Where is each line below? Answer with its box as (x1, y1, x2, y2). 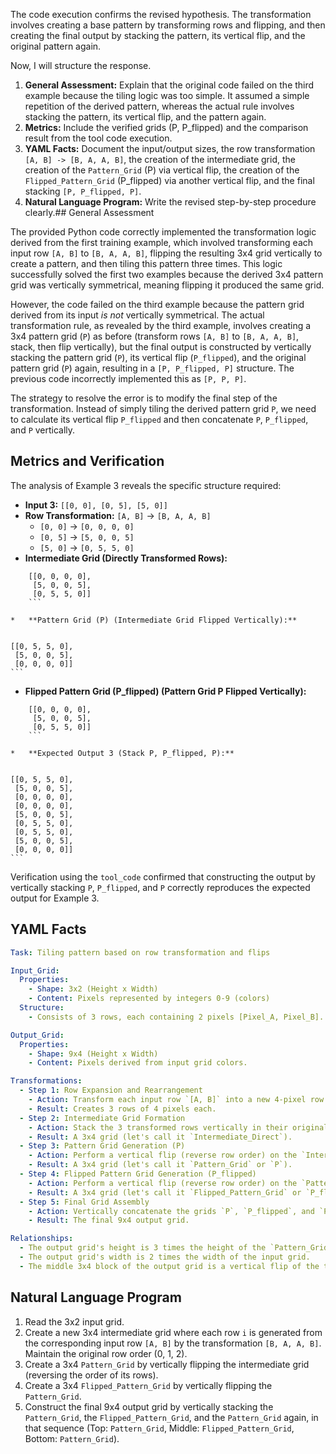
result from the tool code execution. (24, 132, 173, 144)
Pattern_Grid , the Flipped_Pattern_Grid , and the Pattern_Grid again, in (24, 1411, 319, 1423)
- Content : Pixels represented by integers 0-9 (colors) (28, 994, 271, 1004)
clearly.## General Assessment (24, 207, 155, 218)
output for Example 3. (10, 892, 100, 904)
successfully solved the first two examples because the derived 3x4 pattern (10, 269, 324, 280)
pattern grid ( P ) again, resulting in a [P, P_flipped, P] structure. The (10, 362, 295, 374)
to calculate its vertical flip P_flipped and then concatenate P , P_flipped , (10, 414, 309, 425)
